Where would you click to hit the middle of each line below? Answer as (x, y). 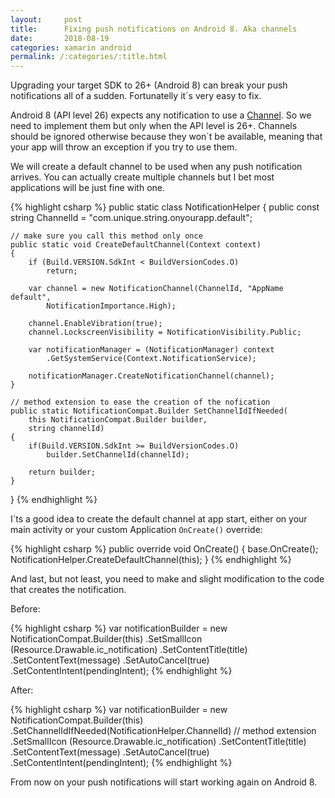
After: (22, 690)
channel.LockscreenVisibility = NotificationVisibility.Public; (165, 332)
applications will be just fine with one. (88, 188)
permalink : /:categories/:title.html (89, 57)
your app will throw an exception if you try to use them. (124, 147)
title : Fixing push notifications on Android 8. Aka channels (154, 29)
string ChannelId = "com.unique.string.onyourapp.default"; (131, 218)
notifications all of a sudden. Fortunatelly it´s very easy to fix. (136, 96)
